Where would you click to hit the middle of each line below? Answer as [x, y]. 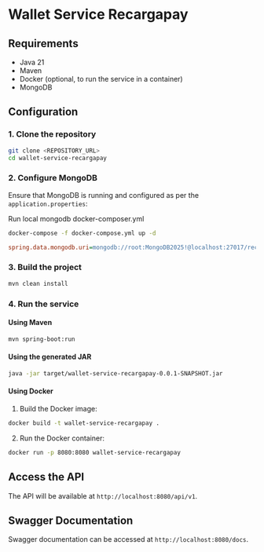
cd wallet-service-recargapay [58, 158]
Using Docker [31, 391]
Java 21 [32, 62]
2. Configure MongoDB [53, 178]
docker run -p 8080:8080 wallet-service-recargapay [94, 452]
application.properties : [48, 203]
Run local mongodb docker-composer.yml [76, 218]
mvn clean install [38, 283]
